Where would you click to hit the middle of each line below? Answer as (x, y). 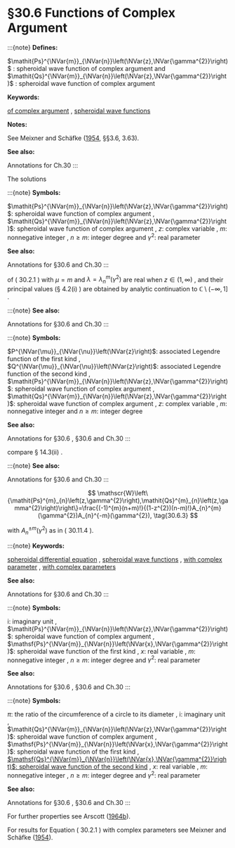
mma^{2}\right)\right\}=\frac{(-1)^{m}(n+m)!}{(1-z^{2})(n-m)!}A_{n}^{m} (118, 508)
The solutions (27, 179)
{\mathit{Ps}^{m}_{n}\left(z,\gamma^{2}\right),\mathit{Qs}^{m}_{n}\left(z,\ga (118, 500)
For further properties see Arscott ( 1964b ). (69, 816)
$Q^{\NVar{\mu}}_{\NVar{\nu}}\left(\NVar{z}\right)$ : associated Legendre (114, 367)
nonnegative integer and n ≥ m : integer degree (75, 411)
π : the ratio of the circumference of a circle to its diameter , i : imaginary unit (116, 714)
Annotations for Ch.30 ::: (43, 165)
